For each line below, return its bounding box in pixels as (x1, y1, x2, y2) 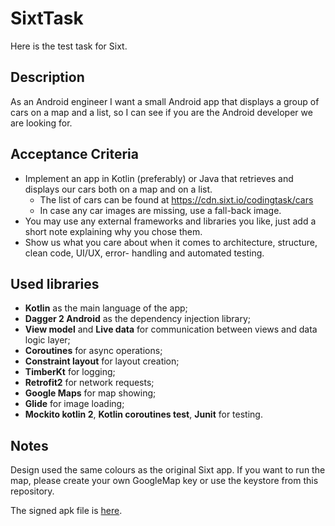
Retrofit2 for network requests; (24, 377, 155, 389)
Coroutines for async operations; (24, 345, 163, 357)
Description (10, 69, 85, 86)
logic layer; (24, 334, 71, 346)
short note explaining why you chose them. (24, 225, 203, 237)
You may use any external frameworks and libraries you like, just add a (24, 215, 317, 227)
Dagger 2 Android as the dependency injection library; (24, 313, 251, 325)
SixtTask (10, 7, 84, 30)
